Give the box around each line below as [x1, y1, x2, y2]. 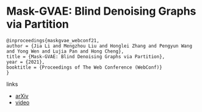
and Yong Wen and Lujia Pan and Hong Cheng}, [6, 48, 124, 54]
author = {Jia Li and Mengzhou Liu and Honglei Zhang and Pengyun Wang [6, 43, 192, 49]
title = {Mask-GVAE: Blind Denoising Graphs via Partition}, [6, 53, 165, 59]
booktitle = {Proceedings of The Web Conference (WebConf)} [6, 64, 163, 70]
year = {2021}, [6, 59, 45, 65]
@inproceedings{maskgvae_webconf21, [6, 37, 99, 43]
